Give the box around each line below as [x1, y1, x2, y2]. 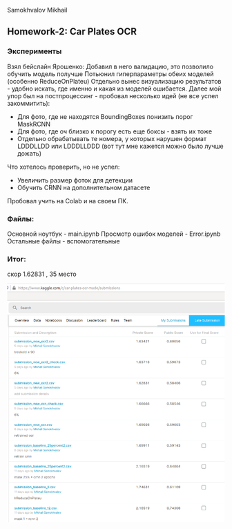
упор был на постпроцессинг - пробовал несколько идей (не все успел [7, 91, 219, 100]
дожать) [17, 149, 42, 158]
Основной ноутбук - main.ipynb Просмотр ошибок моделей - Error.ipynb [7, 230, 221, 238]
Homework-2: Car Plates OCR [7, 26, 137, 37]
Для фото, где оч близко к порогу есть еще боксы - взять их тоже [17, 127, 213, 136]
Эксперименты [7, 46, 62, 56]
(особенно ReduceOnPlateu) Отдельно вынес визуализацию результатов [7, 77, 222, 85]
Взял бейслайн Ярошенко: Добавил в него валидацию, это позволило [7, 62, 214, 71]
